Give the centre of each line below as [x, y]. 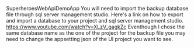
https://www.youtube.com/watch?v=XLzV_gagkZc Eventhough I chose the [96, 27]
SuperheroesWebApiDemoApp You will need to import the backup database [97, 8]
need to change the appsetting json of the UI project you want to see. [90, 39]
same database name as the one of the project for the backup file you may [96, 33]
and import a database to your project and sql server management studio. [95, 21]
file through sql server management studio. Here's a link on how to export [95, 14]
